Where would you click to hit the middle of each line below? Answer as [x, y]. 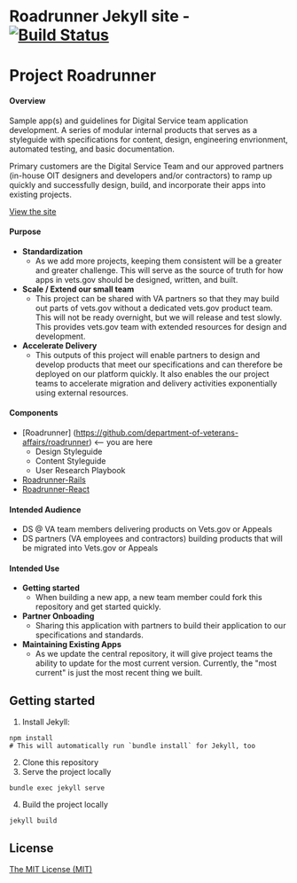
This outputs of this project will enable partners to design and [148, 355]
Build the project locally [65, 805]
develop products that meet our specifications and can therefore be [159, 364]
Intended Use [35, 568]
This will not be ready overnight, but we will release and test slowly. [158, 317]
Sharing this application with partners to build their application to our [160, 626]
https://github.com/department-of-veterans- [157, 433]
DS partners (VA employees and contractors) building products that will [152, 539]
